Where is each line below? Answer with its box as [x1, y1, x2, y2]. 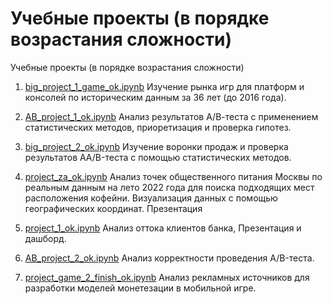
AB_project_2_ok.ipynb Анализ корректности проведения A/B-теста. [24, 252, 315, 264]
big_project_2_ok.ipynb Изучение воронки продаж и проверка [24, 140, 289, 152]
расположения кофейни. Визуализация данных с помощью [24, 192, 278, 204]
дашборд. [24, 232, 67, 244]
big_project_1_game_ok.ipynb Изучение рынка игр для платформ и [24, 80, 305, 92]
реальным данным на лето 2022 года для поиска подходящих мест [24, 181, 315, 193]
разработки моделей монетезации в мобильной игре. [24, 282, 257, 294]
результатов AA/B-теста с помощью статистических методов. [24, 151, 292, 163]
